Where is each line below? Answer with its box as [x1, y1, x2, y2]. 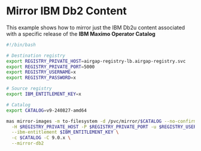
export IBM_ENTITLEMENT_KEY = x [6, 91, 82, 97]
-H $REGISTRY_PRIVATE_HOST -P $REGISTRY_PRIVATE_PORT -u [11, 124, 157, 130]
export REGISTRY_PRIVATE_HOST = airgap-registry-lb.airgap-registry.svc [6, 58, 186, 64]
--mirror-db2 [11, 140, 44, 147]
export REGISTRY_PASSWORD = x [6, 75, 77, 81]
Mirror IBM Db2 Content [6, 4, 127, 18]
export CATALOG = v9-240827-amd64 [6, 107, 87, 113]
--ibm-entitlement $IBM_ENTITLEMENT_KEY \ [11, 130, 119, 135]
